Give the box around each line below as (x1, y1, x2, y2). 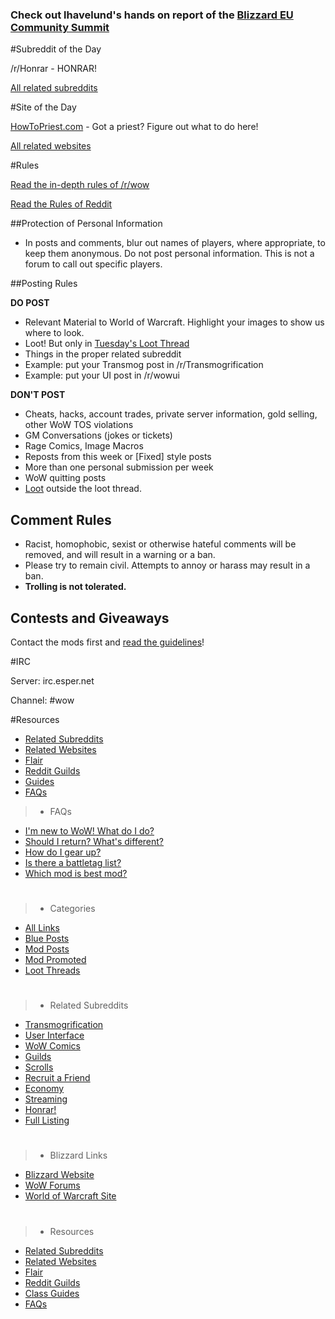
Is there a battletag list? (24, 856, 122, 868)
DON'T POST (10, 389, 66, 401)
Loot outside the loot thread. (24, 483, 142, 495)
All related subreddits (10, 82, 98, 94)
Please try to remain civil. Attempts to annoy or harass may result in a (24, 559, 311, 572)
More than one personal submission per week (24, 461, 214, 473)
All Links (24, 922, 60, 934)
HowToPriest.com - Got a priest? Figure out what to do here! (10, 121, 259, 133)
